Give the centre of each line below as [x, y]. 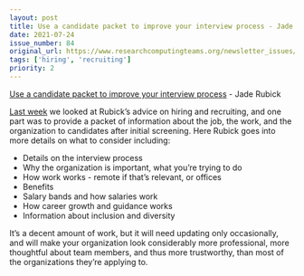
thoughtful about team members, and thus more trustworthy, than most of [147, 252]
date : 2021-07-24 [42, 34]
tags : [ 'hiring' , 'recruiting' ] [70, 60]
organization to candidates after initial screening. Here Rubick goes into [142, 130]
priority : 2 [32, 69]
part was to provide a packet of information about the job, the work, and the [151, 121]
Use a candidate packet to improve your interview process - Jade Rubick [145, 94]
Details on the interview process [82, 157]
